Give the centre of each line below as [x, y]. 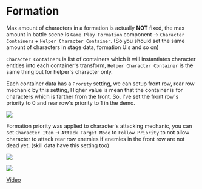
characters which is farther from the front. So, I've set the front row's [93, 96]
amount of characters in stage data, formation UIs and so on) [82, 47]
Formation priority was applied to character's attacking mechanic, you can [99, 126]
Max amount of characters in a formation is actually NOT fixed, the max [96, 28]
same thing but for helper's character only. [60, 71]
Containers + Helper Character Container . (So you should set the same [96, 41]
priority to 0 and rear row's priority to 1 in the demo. [71, 103]
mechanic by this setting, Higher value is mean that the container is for [95, 90]
